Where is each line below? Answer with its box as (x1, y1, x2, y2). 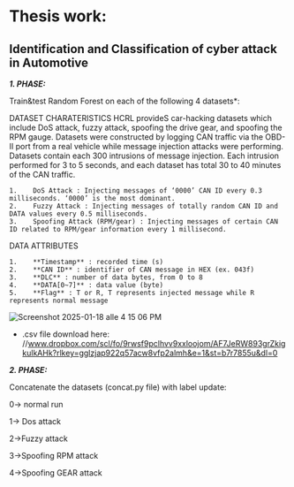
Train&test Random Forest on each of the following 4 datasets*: (9, 95, 240, 106)
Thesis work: (9, 6, 108, 27)
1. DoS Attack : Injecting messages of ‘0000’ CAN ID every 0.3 (9, 186, 263, 195)
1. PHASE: (9, 79, 46, 89)
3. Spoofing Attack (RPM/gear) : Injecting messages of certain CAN (9, 217, 278, 226)
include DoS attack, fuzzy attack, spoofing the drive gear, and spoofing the (9, 122, 283, 133)
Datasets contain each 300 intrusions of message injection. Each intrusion (9, 150, 280, 161)
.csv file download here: (21, 329, 110, 339)
